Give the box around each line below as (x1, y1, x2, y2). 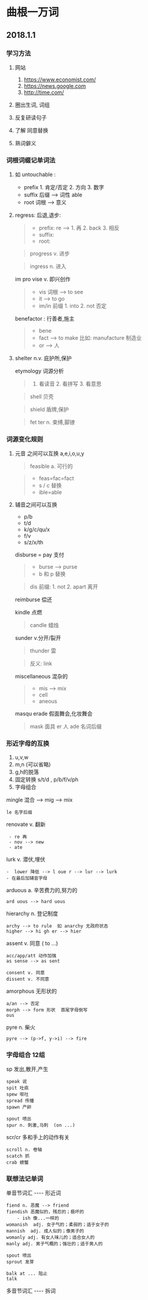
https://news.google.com (23, 82, 86, 89)
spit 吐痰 (6, 1085, 29, 1091)
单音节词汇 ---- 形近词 (6, 1189, 61, 1196)
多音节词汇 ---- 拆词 (6, 1287, 56, 1295)
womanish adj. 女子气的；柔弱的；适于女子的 (6, 1222, 109, 1228)
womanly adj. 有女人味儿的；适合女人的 (6, 1234, 95, 1241)
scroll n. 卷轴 (6, 1147, 43, 1153)
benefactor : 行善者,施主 (14, 315, 75, 322)
